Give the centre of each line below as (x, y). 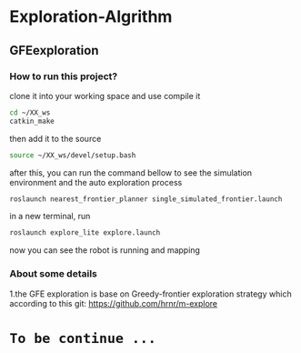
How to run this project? (64, 76)
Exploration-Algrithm (91, 17)
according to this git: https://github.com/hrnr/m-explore (114, 303)
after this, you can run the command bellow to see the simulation (131, 172)
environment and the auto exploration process (96, 182)
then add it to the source (55, 138)
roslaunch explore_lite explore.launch (85, 233)
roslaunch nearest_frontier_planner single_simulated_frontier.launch (146, 199)
